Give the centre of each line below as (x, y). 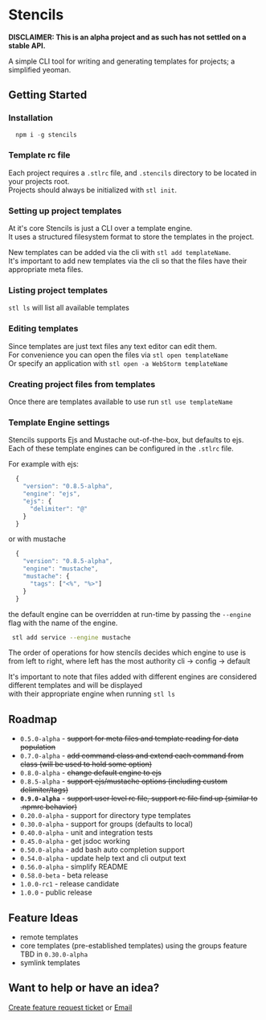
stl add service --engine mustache (71, 637)
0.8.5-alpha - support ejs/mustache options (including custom (123, 781)
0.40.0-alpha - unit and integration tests (86, 833)
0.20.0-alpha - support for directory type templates (105, 816)
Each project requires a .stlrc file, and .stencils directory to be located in (133, 173)
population (38, 747)
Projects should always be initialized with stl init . (93, 190)
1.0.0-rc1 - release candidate (70, 884)
